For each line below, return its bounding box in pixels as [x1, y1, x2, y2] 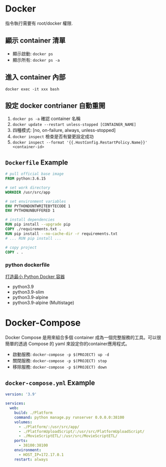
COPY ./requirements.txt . [5, 227, 62, 232]
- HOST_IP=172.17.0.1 [18, 452, 64, 457]
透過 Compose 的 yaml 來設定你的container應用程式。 [18, 341, 130, 347]
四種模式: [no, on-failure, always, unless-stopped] [12, 127, 116, 133]
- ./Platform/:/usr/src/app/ [18, 424, 80, 429]
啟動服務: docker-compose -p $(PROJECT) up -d [12, 351, 109, 357]
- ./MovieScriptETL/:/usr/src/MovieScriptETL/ [18, 433, 118, 439]
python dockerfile [5, 261, 50, 268]
